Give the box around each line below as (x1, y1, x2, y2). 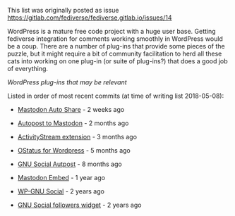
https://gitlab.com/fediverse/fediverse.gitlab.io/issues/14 (7, 13, 172, 22)
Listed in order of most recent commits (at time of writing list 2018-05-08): (7, 91, 224, 100)
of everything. (7, 65, 48, 72)
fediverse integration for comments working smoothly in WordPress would (7, 34, 224, 43)
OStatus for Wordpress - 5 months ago (17, 146, 131, 154)
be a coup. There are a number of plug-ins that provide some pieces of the (7, 42, 225, 50)
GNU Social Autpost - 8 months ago (17, 160, 122, 168)
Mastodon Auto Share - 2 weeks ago (17, 106, 125, 113)
